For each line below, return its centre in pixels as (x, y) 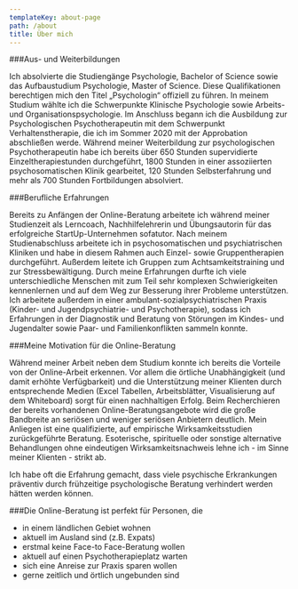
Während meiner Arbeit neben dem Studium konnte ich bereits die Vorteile (145, 363)
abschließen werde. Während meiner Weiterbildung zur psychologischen (142, 142)
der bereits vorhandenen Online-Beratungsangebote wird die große (133, 410)
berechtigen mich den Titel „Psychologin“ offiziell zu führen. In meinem (139, 95)
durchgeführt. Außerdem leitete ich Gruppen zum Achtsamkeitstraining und (147, 262)
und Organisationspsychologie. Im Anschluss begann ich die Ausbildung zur (149, 114)
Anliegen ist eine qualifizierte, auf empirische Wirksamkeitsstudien (131, 429)
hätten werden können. (51, 494)
